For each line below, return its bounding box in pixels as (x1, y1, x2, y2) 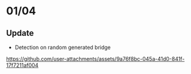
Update (6, 28, 35, 38)
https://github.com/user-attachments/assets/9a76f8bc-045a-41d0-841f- (6, 55, 185, 62)
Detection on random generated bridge (14, 44, 111, 51)
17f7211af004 (6, 61, 39, 69)
